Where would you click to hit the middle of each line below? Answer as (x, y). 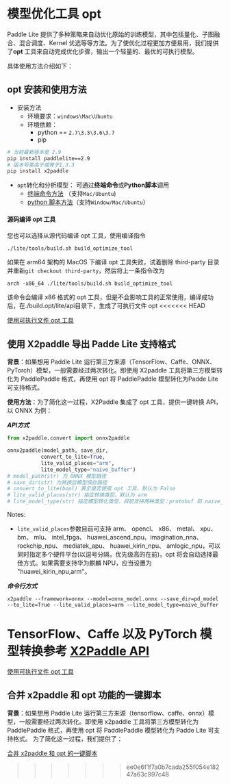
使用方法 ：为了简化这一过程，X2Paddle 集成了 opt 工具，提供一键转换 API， (115, 402)
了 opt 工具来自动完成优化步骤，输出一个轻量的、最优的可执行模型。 (103, 51)
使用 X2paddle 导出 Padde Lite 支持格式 (91, 344)
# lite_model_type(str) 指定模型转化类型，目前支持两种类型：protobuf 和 (105, 502)
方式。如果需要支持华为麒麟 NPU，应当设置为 (87, 563)
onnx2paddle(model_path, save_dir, (58, 451)
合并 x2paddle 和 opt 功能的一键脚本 (84, 695)
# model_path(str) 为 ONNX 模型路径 (57, 476)
